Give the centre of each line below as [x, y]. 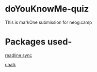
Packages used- [39, 42]
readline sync [19, 55]
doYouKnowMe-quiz [47, 9]
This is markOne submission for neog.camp [48, 22]
